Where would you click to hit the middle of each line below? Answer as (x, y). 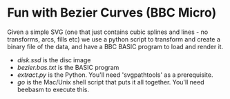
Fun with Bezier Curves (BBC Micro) (112, 13)
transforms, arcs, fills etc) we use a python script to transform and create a (114, 39)
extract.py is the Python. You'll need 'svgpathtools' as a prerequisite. (115, 75)
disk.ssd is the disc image (54, 60)
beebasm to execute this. (53, 89)
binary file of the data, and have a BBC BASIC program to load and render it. (115, 46)
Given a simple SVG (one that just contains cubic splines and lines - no (108, 32)
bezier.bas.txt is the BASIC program (68, 67)
